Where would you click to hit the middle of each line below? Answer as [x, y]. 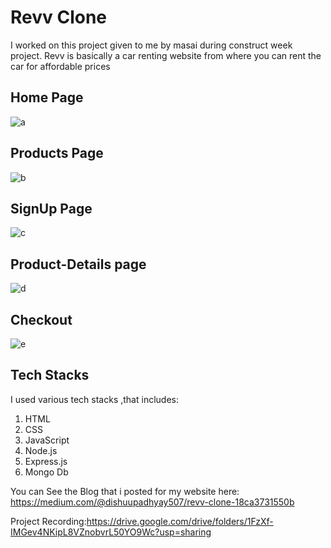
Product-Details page [78, 264]
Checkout [41, 319]
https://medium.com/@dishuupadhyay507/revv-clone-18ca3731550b [152, 502]
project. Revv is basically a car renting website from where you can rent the [166, 55]
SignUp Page [51, 208]
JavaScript [47, 440]
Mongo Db [46, 472]
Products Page [57, 153]
